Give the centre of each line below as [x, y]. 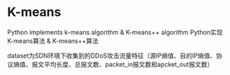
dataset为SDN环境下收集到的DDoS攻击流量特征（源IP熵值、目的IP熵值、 [112, 56]
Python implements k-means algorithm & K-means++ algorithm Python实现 [115, 32]
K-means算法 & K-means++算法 [53, 41]
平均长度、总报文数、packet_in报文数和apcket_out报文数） [129, 64]
